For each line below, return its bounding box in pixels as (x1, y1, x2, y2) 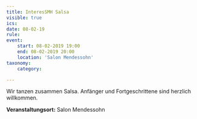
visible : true (6, 15, 43, 21)
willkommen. (6, 94, 38, 101)
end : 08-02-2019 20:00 (17, 49, 75, 55)
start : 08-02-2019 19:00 (17, 43, 80, 49)
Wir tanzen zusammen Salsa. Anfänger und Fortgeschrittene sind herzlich (6, 88, 192, 95)
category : (17, 65, 43, 72)
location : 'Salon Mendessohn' (17, 54, 94, 60)
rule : (6, 32, 20, 38)
